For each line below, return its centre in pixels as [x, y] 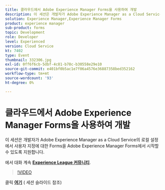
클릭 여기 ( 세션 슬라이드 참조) [34, 182]
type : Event [17, 55]
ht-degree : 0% [20, 82]
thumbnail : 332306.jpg [28, 60]
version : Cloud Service [29, 46]
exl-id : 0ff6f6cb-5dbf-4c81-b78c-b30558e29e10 [54, 64]
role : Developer [22, 37]
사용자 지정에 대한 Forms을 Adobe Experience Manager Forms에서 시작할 [86, 146]
